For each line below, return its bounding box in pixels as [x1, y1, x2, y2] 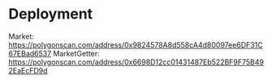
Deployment [8, 5, 93, 23]
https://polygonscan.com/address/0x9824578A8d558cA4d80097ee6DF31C [8, 39, 263, 49]
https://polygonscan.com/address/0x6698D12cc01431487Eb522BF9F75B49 [8, 57, 264, 67]
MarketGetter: [53, 48, 100, 58]
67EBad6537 [8, 48, 52, 58]
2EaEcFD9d [8, 65, 48, 75]
